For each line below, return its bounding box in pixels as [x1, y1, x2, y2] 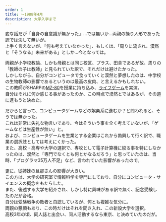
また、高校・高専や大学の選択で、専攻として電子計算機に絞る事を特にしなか [5, 145, 162, 151]
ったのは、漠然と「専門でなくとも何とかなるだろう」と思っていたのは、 [5, 151, 153, 157]
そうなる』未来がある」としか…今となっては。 [13, 49, 109, 55]
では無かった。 [9, 114, 40, 120]
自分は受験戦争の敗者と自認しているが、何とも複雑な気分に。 [5, 199, 131, 205]
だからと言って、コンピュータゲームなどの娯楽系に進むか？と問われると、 [5, 108, 156, 114]
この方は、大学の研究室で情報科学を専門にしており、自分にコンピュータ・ [5, 174, 157, 180]
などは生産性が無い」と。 [13, 126, 66, 132]
